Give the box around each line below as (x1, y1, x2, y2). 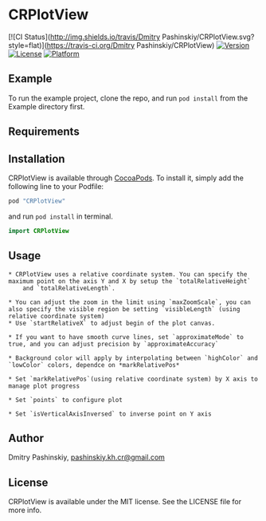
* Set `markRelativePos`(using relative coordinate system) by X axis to (8, 375, 259, 383)
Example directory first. (8, 101, 85, 111)
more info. (8, 505, 42, 515)
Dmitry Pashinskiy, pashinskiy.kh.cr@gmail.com (8, 452, 166, 462)
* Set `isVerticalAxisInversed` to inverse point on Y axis (8, 409, 213, 418)
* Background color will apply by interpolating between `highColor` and (8, 353, 259, 362)
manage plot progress (8, 381, 80, 390)
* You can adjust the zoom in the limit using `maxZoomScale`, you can (8, 298, 251, 306)
